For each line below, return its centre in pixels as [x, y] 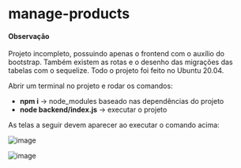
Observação [29, 36]
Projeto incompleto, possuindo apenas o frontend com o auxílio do [117, 54]
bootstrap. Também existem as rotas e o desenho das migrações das [120, 62]
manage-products [69, 14]
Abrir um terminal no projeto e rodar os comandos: [90, 86]
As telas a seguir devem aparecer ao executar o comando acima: [114, 125]
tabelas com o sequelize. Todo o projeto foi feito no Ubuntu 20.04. [116, 71]
